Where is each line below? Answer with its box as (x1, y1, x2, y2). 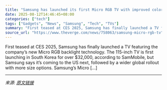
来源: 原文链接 (5, 80, 34, 86)
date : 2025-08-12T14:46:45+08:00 (5, 12, 75, 17)
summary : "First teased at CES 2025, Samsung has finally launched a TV (5, 26, 159, 31)
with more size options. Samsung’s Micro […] (5, 65, 98, 71)
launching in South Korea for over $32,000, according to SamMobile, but (5, 54, 154, 60)
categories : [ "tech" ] (5, 16, 50, 21)
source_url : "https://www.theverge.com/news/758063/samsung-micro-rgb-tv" (5, 30, 164, 35)
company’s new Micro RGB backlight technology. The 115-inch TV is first (5, 49, 154, 55)
